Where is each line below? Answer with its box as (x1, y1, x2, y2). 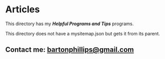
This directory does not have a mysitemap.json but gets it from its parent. (5, 30, 160, 36)
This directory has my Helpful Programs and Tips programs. (5, 21, 134, 27)
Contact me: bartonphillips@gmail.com (5, 45, 134, 54)
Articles (5, 4, 40, 15)
